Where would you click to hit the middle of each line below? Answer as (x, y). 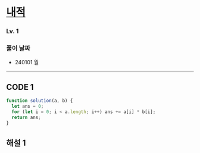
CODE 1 (20, 87)
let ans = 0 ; (28, 107)
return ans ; (26, 117)
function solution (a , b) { (40, 101)
